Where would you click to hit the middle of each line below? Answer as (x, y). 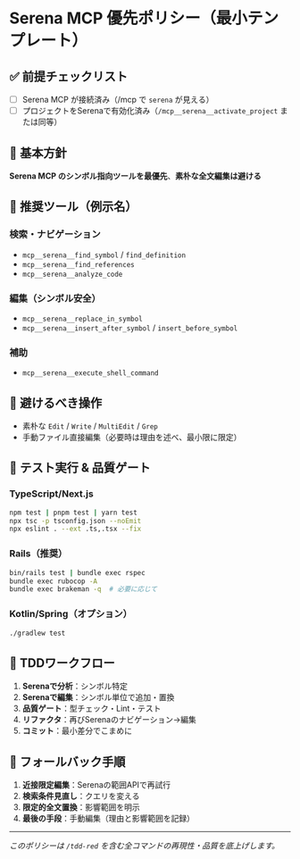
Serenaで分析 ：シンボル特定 (75, 686)
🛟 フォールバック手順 (67, 761)
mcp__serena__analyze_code (72, 274)
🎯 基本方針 (38, 153)
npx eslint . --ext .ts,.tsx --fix (75, 529)
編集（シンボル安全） (55, 298)
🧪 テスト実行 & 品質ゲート (80, 468)
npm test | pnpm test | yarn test (74, 513)
